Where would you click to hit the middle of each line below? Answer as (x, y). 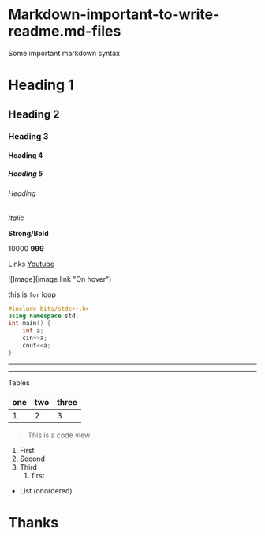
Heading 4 (26, 156)
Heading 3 (28, 137)
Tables (19, 382)
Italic (16, 218)
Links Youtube (32, 264)
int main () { (30, 324)
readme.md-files (65, 31)
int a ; (33, 331)
